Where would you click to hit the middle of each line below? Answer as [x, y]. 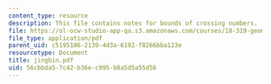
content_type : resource [48, 16]
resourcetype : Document [48, 53]
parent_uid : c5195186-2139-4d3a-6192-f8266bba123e [95, 46]
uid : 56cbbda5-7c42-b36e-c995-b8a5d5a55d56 [83, 68]
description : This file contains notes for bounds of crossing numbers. [133, 23]
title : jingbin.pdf [41, 61]
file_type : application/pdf [56, 38]
